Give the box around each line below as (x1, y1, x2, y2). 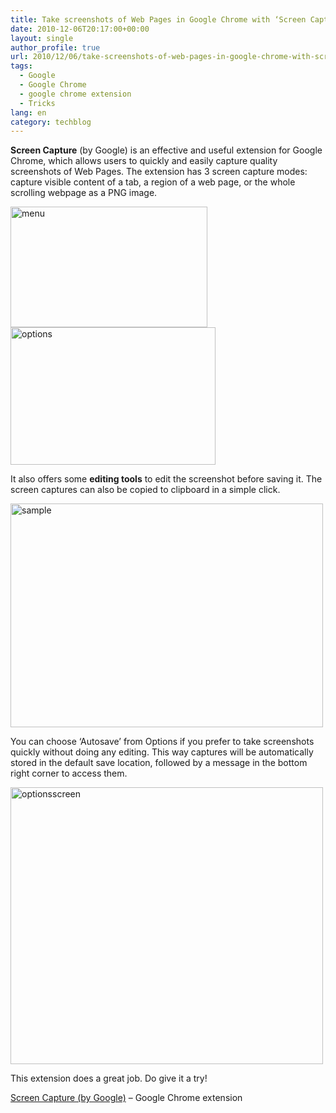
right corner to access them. (10, 767, 128, 780)
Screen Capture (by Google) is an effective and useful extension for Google (10, 144, 323, 156)
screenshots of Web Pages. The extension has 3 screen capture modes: (10, 166, 308, 178)
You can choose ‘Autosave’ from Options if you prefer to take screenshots (10, 736, 315, 748)
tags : (10, 61, 33, 71)
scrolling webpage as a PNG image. (10, 187, 158, 199)
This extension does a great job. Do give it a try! (10, 1072, 208, 1085)
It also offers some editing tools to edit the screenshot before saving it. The (10, 473, 323, 485)
